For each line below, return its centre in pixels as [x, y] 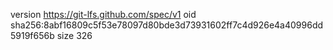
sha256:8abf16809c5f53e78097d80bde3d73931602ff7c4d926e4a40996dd [167, 25]
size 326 [74, 35]
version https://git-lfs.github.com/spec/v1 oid [103, 14]
